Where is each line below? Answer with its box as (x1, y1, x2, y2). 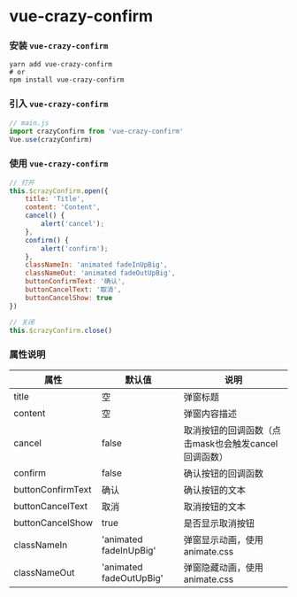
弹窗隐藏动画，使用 (183, 561, 263, 573)
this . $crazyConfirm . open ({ (9, 186, 109, 196)
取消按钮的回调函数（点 (183, 423, 281, 436)
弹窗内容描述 (183, 407, 237, 420)
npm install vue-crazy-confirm (9, 75, 125, 85)
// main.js (9, 118, 49, 128)
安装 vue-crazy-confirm (9, 40, 109, 52)
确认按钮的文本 (183, 484, 246, 496)
